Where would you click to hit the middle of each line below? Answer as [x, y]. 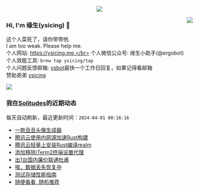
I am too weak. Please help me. [44, 46]
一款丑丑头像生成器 [38, 130]
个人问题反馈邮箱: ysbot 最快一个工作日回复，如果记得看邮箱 [79, 68]
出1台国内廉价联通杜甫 [42, 160]
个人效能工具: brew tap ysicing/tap [50, 61]
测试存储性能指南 [36, 174]
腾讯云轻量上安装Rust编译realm [53, 145]
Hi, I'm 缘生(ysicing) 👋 [38, 25]
